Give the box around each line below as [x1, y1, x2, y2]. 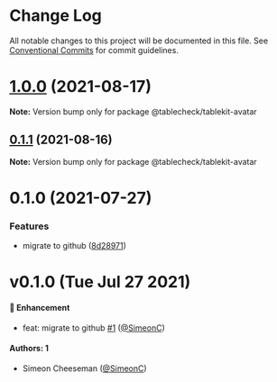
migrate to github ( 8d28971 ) [22, 241, 126, 251]
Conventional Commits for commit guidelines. [9, 44, 179, 55]
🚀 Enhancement [9, 302, 70, 313]
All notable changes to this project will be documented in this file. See [9, 35, 269, 46]
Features [9, 220, 50, 232]
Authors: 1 [9, 343, 50, 354]
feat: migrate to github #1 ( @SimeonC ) [22, 322, 165, 333]
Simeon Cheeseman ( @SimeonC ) [22, 362, 147, 374]
